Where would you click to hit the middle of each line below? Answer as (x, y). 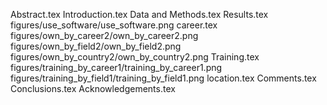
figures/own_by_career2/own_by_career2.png (104, 35)
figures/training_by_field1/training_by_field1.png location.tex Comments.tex (163, 78)
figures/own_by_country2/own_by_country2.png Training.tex (135, 57)
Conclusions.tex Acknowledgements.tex (93, 88)
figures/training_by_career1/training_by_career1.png (116, 67)
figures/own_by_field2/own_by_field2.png (96, 46)
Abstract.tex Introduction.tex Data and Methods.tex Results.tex (139, 14)
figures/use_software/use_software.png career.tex (114, 25)
